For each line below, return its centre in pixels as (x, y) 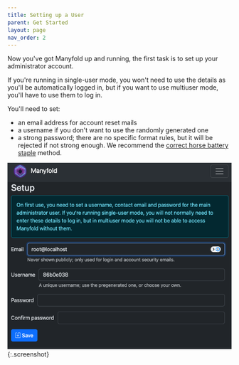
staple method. (40, 153)
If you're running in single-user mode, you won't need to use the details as (117, 80)
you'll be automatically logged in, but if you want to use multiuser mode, (113, 88)
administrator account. (41, 66)
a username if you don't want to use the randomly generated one (113, 130)
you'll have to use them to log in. (55, 95)
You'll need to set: (34, 109)
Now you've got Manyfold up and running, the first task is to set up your (113, 59)
